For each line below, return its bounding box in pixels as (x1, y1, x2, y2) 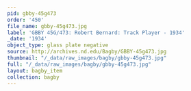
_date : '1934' (7, 36, 48, 42)
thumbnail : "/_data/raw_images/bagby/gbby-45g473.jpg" (7, 55, 167, 62)
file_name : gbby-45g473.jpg (7, 23, 88, 29)
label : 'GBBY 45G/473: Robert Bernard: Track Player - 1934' (7, 29, 186, 36)
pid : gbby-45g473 (7, 10, 57, 17)
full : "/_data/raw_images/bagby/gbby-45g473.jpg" (7, 61, 152, 68)
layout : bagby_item (7, 67, 63, 74)
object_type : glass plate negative (7, 42, 109, 49)
